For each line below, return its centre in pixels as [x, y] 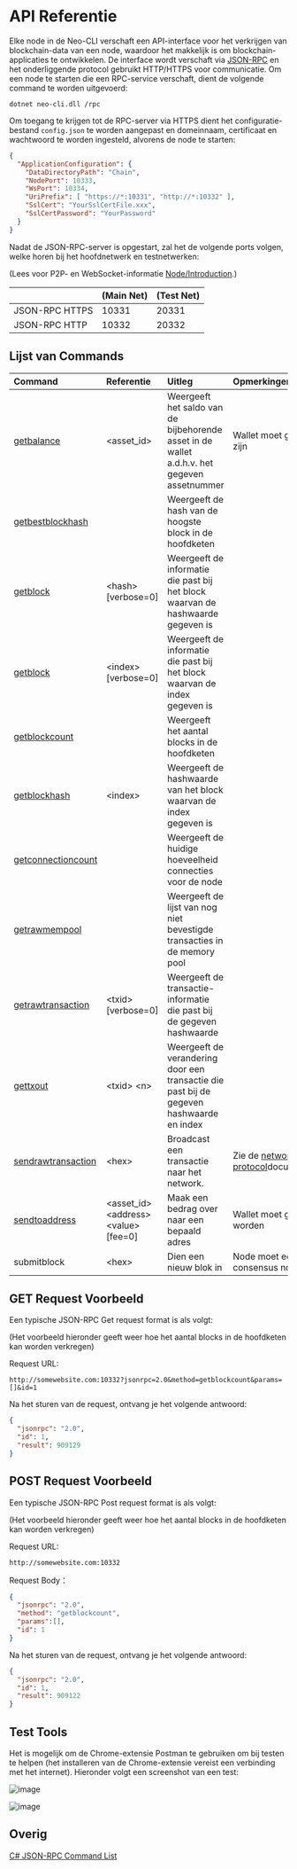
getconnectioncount [56, 859]
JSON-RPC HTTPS [53, 310]
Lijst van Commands [67, 356]
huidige [183, 848]
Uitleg [180, 381]
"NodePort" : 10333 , [61, 180]
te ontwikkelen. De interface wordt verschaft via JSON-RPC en [165, 59]
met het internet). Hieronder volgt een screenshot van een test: [124, 1771]
